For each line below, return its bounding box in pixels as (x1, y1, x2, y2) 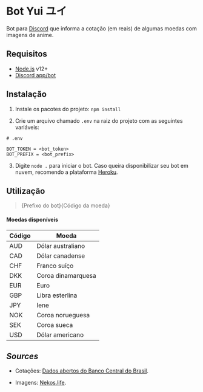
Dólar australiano (36, 241, 85, 250)
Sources (6, 351, 39, 361)
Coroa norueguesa (36, 311, 90, 319)
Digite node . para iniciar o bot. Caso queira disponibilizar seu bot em (15, 162, 189, 169)
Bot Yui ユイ (6, 4, 67, 18)
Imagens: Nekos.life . (15, 379, 67, 387)
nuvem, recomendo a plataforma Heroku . (15, 168, 118, 176)
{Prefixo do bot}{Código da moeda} (21, 202, 110, 209)
